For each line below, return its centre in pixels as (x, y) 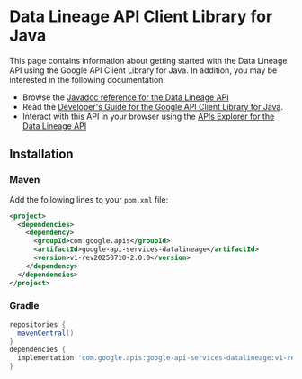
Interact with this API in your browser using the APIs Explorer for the (148, 116)
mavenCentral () (46, 333)
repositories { (38, 325)
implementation (46, 358)
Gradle (24, 306)
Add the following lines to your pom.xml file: (89, 199)
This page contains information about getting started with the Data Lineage (148, 60)
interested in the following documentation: (88, 79)
